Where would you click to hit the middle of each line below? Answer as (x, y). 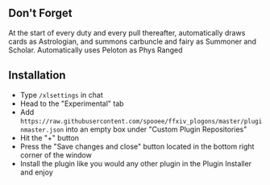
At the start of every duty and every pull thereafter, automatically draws (127, 32)
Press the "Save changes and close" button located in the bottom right (137, 146)
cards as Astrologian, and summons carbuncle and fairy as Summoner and (132, 41)
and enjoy (37, 172)
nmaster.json (42, 130)
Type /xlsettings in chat (61, 95)
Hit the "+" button (49, 137)
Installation (37, 76)
